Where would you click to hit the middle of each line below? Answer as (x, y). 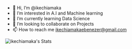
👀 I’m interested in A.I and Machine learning (58, 13)
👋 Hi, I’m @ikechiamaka (37, 8)
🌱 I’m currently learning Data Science (51, 18)
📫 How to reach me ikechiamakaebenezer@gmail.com (70, 30)
